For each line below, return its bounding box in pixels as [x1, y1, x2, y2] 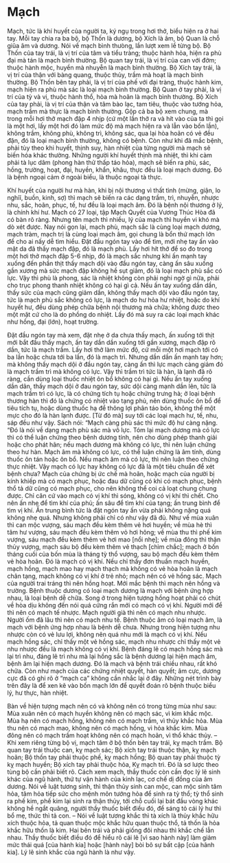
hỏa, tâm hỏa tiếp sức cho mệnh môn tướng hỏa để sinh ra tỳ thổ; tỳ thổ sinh [7, 789, 224, 798]
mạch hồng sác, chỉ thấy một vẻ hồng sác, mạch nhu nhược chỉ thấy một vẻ [7, 637, 221, 646]
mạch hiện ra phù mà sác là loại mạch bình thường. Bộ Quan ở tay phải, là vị [7, 85, 222, 93]
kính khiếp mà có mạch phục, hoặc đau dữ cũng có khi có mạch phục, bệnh [7, 477, 222, 485]
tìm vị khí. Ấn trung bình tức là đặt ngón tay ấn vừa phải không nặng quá [7, 506, 211, 514]
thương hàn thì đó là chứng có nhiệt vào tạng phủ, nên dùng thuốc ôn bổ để [7, 396, 221, 405]
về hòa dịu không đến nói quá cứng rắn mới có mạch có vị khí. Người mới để [7, 601, 223, 609]
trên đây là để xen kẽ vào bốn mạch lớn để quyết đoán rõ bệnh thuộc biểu [7, 681, 216, 689]
